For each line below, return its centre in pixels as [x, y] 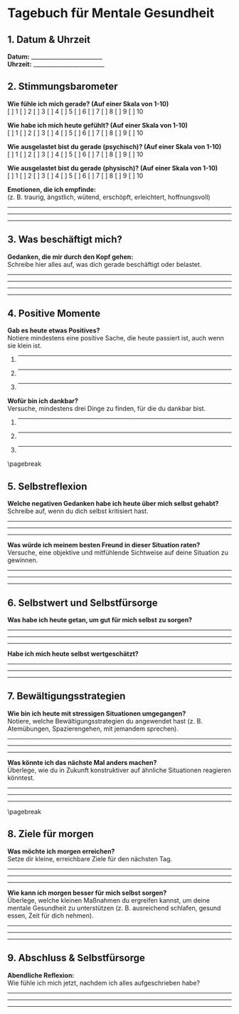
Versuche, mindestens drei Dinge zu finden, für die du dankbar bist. [107, 409]
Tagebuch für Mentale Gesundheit [111, 13]
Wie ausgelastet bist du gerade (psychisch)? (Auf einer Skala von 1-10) [115, 146]
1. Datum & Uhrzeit [49, 40]
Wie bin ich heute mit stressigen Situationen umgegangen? [97, 713]
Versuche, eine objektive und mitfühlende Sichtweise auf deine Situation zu [118, 553]
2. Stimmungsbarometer [63, 87]
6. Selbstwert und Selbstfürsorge [83, 603]
